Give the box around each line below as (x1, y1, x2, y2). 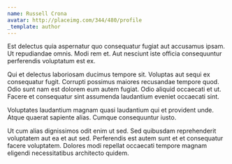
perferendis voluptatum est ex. (7, 57, 96, 65)
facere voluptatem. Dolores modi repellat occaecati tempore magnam (7, 142, 208, 150)
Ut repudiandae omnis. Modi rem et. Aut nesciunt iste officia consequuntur (7, 49, 222, 58)
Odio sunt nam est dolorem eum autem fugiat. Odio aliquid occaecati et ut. (7, 85, 222, 94)
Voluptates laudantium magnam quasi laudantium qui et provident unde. (7, 106, 215, 115)
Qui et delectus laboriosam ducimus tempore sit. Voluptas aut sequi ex (7, 70, 211, 79)
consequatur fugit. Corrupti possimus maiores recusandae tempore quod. (7, 78, 219, 86)
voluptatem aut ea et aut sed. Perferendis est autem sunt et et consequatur (7, 134, 224, 142)
